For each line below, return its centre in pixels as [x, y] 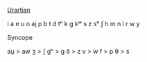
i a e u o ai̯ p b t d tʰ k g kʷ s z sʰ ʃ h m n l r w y [73, 24]
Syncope [20, 38]
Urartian [19, 10]
